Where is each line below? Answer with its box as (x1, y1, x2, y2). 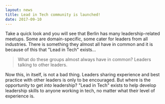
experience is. (5, 93, 35, 99)
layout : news (5, 7, 33, 13)
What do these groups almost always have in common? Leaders (17, 57, 151, 63)
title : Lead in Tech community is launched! (5, 12, 101, 17)
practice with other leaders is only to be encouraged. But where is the (5, 77, 151, 83)
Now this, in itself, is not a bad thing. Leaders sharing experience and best (5, 72, 160, 78)
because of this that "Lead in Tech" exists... (5, 46, 96, 53)
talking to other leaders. (17, 62, 67, 68)
